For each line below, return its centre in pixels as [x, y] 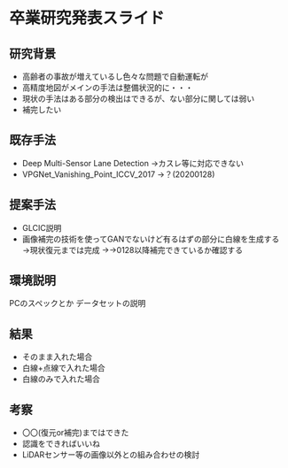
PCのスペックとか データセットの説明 [78, 303]
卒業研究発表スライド [87, 18]
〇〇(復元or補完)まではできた [75, 433]
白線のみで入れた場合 [61, 379]
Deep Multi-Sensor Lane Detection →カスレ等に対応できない [133, 163]
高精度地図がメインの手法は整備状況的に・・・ [107, 88]
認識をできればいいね [61, 444]
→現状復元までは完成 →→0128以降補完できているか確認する [132, 249]
